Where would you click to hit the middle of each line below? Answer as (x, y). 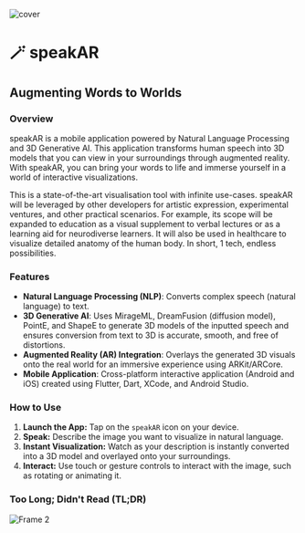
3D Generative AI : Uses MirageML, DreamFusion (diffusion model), (149, 316)
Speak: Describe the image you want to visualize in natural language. (153, 437)
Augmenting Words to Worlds (96, 93)
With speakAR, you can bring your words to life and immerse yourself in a (147, 167)
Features (30, 277)
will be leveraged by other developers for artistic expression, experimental (149, 204)
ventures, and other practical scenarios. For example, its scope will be (141, 214)
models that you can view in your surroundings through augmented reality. (150, 157)
